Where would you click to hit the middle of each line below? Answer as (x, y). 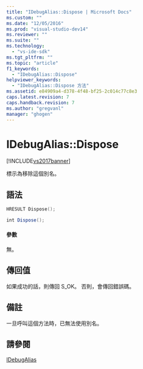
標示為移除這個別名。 (33, 174)
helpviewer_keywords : (34, 80)
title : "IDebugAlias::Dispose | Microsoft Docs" (69, 12)
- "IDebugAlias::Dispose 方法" (51, 86)
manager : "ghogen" (30, 114)
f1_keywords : (23, 69)
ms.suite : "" (23, 40)
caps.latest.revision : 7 (38, 97)
